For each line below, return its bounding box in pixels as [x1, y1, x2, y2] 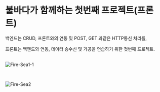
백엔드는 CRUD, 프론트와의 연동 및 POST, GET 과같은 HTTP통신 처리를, [5, 35, 147, 41]
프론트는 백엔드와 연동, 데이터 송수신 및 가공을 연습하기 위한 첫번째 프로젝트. [5, 46, 155, 52]
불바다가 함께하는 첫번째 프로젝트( [5, 5, 138, 16]
